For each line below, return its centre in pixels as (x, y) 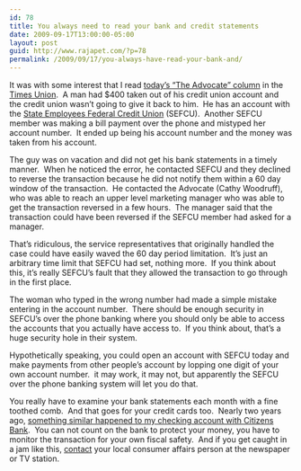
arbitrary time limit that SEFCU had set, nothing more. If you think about (143, 263)
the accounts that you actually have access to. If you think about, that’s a (145, 328)
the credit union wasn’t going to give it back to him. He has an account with (150, 104)
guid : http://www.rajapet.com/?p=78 (78, 51)
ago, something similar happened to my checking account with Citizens (142, 420)
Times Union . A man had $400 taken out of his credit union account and (144, 94)
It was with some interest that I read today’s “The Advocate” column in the (146, 85)
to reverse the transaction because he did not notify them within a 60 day (145, 179)
